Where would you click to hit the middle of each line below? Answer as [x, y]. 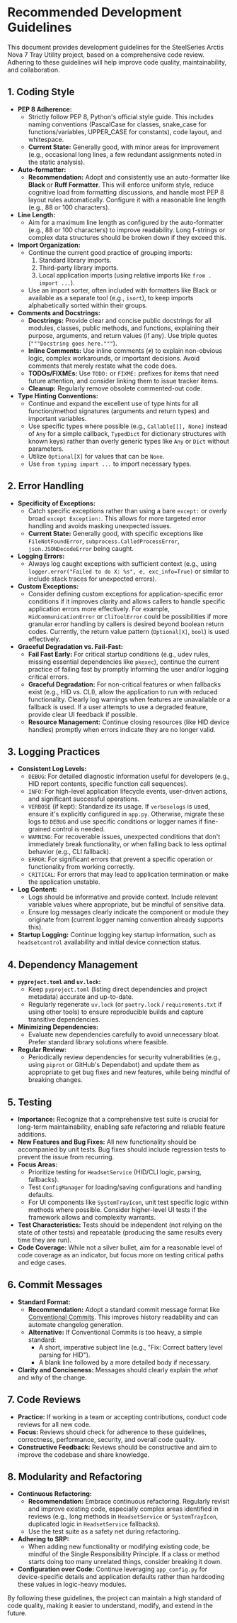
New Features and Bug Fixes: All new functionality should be [107, 1142]
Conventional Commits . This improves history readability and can [123, 1317]
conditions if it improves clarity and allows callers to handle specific [127, 601]
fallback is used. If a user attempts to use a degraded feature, [118, 706]
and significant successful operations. [84, 799]
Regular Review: [42, 1050]
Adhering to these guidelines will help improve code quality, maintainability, [117, 62]
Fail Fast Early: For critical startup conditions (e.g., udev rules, [119, 654]
